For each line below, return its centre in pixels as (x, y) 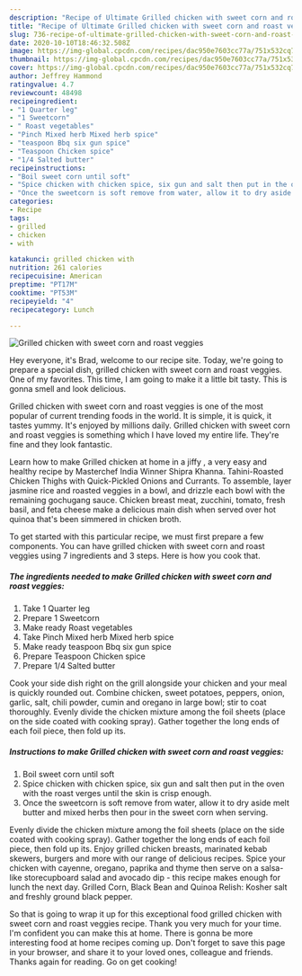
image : (22, 51)
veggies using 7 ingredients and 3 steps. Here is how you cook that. (135, 556)
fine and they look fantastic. (61, 445)
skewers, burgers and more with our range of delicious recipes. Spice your (147, 858)
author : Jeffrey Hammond (56, 76)
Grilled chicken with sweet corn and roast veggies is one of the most (136, 406)
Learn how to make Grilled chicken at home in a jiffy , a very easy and (138, 462)
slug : (19, 34)
